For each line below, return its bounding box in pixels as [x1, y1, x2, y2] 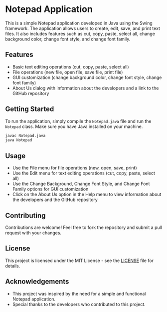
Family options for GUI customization [12, 186, 89, 192]
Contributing [5, 211, 46, 219]
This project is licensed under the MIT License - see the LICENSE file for [5, 257, 154, 263]
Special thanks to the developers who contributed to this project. [12, 301, 146, 307]
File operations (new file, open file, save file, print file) [12, 69, 123, 75]
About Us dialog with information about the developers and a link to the [12, 85, 159, 91]
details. [5, 262, 20, 268]
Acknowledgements [5, 277, 69, 286]
